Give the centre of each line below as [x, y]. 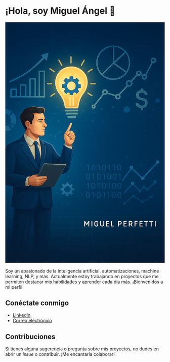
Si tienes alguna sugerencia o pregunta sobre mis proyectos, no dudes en [82, 349]
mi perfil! [14, 287]
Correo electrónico [32, 321]
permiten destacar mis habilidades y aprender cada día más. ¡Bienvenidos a [84, 282]
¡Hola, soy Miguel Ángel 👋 [60, 11]
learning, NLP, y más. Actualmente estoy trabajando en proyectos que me [82, 276]
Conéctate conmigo [37, 303]
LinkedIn [22, 315]
